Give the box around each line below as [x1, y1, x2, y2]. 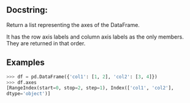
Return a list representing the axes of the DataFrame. [6, 21, 140, 28]
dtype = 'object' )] [6, 91, 51, 97]
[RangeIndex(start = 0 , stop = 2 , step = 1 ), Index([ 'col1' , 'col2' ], [6, 85, 174, 91]
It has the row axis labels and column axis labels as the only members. [6, 33, 184, 40]
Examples [6, 58, 45, 68]
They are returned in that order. [6, 39, 86, 47]
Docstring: [6, 5, 48, 15]
